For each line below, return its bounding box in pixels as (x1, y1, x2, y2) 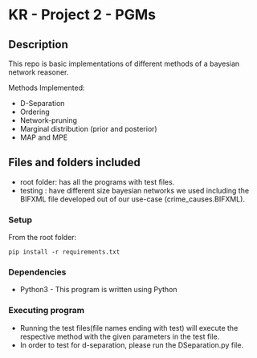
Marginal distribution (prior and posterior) (19, 124, 158, 133)
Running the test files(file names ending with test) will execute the (19, 323, 239, 332)
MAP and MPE (19, 132, 68, 142)
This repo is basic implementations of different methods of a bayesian (8, 59, 240, 68)
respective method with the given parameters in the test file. (19, 332, 220, 341)
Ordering (19, 107, 50, 116)
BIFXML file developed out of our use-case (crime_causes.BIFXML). (19, 194, 245, 204)
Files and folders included (8, 156, 141, 169)
